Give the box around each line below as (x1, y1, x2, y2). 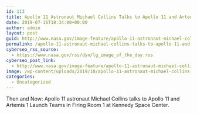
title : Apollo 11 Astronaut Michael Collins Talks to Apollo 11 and (6, 14, 177, 20)
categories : (6, 74, 35, 80)
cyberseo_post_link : (6, 57, 57, 63)
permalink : (6, 42, 33, 47)
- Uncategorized (11, 80, 51, 85)
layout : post (6, 30, 38, 36)
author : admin (6, 25, 41, 31)
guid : (6, 36, 19, 42)
